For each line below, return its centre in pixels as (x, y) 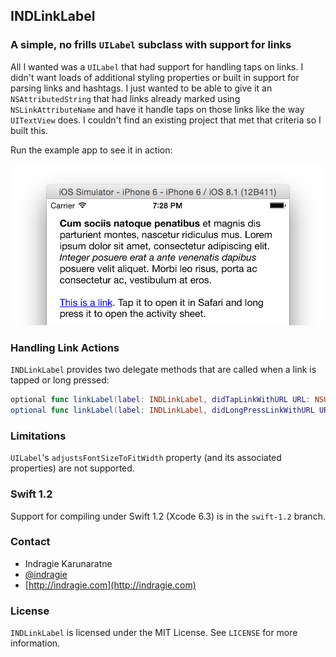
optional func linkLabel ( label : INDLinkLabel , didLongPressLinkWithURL (162, 410)
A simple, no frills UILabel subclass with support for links (151, 45)
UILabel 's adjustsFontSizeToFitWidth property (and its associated (146, 458)
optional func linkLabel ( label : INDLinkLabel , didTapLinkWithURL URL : (160, 400)
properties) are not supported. (72, 468)
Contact (30, 542)
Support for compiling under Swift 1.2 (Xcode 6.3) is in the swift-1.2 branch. (168, 516)
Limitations (38, 436)
